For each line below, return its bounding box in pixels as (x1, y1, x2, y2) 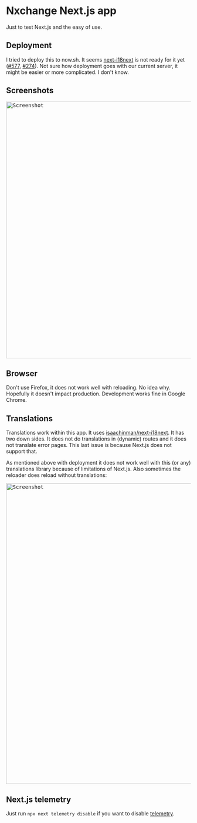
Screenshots (6, 86, 54, 96)
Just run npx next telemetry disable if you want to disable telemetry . (6, 810, 175, 817)
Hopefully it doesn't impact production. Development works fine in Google (6, 390, 186, 397)
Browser (6, 368, 38, 378)
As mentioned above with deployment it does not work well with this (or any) (6, 459, 191, 466)
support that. (6, 448, 38, 455)
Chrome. (6, 397, 28, 404)
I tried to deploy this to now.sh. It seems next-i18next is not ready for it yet (6, 56, 185, 63)
